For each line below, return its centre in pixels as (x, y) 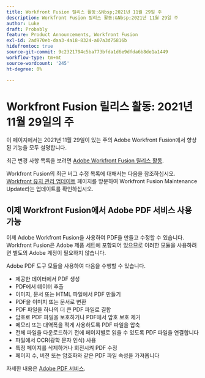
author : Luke (23, 23)
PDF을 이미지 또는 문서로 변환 (51, 302)
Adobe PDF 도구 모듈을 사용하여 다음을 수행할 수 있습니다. (76, 266)
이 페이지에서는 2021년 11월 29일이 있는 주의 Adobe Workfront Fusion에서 (96, 140)
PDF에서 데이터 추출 (39, 287)
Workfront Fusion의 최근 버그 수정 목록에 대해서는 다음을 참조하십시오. (91, 174)
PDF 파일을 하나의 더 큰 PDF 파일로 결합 (63, 309)
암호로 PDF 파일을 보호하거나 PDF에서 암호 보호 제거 (78, 317)
